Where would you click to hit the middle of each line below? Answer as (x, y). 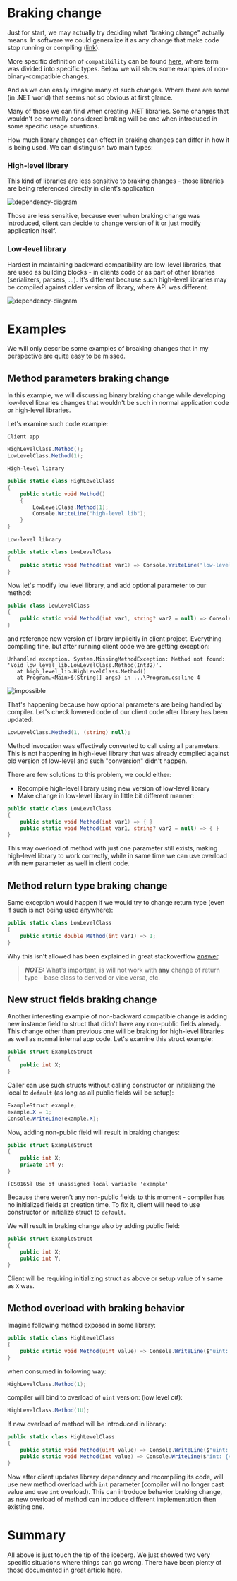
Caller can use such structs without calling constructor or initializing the (111, 1085)
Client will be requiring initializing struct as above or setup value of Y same (115, 1278)
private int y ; (42, 1165)
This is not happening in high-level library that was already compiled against (118, 753)
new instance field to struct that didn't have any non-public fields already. (114, 1024)
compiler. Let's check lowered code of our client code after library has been (117, 712)
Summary (36, 1535)
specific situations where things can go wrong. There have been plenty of (115, 1562)
